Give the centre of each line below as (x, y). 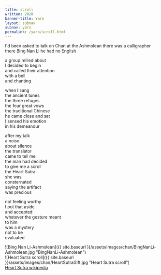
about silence (19, 146)
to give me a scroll (23, 167)
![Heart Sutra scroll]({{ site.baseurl (39, 257)
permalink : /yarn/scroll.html (36, 32)
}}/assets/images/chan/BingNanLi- (121, 247)
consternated (18, 182)
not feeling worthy (23, 202)
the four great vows (25, 106)
